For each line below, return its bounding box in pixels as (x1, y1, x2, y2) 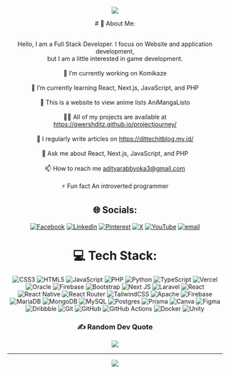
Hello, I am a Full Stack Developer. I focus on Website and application (17, 40, 213, 48)
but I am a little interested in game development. (47, 55, 183, 62)
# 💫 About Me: (94, 19, 136, 27)
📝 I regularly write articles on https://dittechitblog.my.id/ (36, 135, 194, 143)
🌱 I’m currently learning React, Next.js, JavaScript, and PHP (31, 84, 199, 92)
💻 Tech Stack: (73, 248, 157, 264)
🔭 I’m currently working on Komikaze (63, 69, 167, 77)
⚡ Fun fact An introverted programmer (61, 182, 169, 190)
